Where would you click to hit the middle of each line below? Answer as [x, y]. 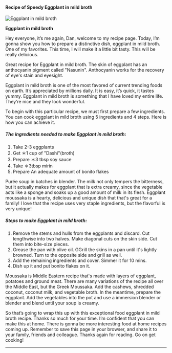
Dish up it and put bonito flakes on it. [51, 266]
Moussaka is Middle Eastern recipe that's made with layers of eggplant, [81, 276]
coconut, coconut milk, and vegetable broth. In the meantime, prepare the [83, 292]
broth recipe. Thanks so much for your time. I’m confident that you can [80, 318]
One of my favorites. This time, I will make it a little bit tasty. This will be [81, 49]
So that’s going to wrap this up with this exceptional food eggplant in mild [83, 313]
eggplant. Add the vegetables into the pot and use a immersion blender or [83, 298]
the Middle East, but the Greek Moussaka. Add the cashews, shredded [80, 287]
